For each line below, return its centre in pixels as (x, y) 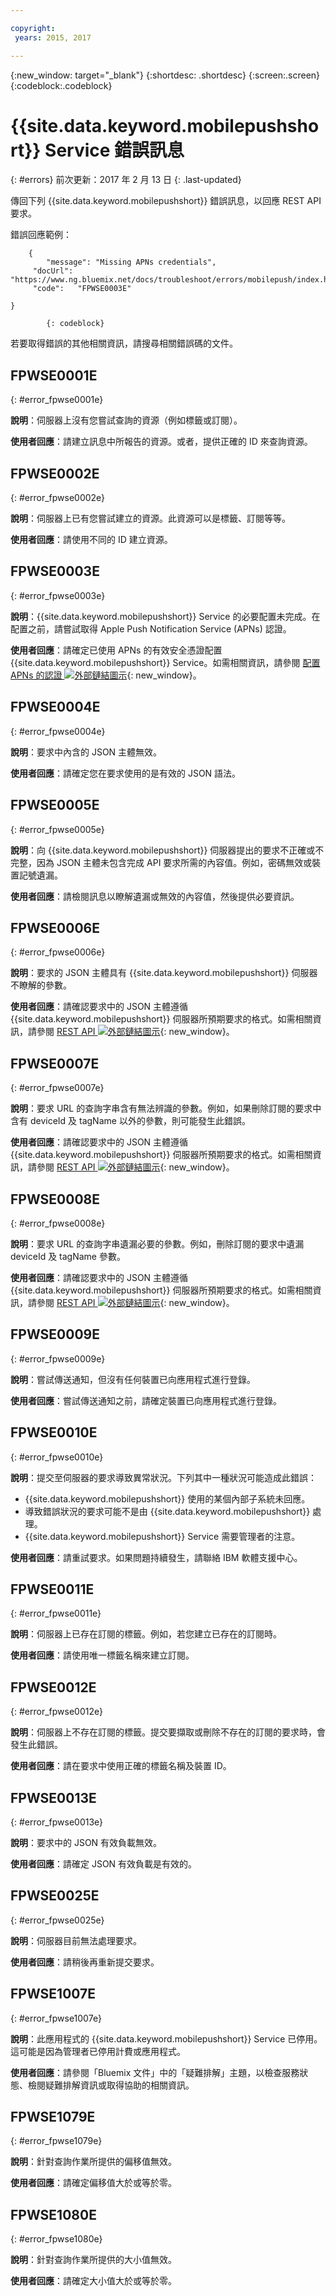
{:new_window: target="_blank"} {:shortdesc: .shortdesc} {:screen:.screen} (165, 75)
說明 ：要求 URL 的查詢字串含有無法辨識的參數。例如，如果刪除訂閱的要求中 (166, 1108)
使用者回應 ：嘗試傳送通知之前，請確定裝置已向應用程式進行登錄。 (146, 1400)
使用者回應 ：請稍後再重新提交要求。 (85, 1962)
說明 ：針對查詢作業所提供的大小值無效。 (93, 2260)
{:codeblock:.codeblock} (61, 85)
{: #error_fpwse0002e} (58, 498)
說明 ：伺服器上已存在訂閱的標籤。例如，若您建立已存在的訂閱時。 (146, 1634)
